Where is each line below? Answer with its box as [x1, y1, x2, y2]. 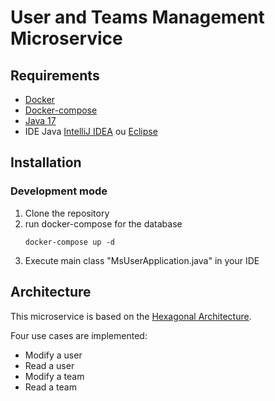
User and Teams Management [10, 6, 265, 29]
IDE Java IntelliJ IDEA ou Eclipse [24, 126, 158, 137]
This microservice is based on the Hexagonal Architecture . [10, 310, 252, 322]
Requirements [10, 67, 100, 84]
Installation [10, 154, 82, 171]
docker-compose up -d [24, 237, 115, 247]
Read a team [24, 381, 77, 393]
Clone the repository [24, 207, 110, 219]
